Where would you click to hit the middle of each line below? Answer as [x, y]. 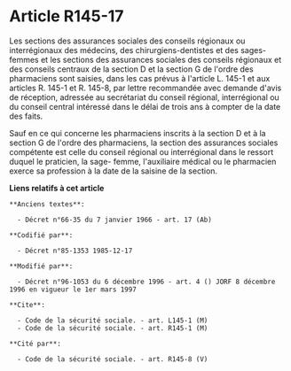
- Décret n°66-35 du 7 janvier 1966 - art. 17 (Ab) [115, 220]
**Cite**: [28, 305]
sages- [253, 50]
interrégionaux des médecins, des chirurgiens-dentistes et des [124, 50]
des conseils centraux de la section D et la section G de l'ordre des [132, 69]
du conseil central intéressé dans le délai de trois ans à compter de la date [145, 106]
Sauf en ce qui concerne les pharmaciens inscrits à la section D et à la [138, 133]
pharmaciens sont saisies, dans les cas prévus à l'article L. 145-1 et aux [140, 78]
